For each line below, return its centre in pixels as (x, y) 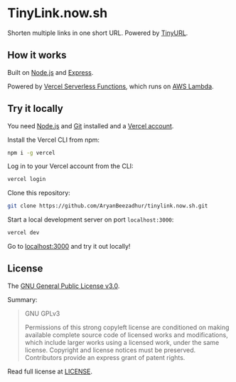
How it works (37, 55)
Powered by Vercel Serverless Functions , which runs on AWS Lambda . (111, 86)
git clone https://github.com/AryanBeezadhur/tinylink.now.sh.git (108, 206)
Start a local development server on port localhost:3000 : (91, 220)
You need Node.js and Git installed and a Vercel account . (91, 125)
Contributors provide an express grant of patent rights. (105, 357)
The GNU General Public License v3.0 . (64, 286)
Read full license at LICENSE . (50, 371)
